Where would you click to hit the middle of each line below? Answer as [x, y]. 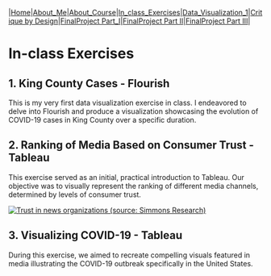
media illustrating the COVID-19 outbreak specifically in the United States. [131, 263]
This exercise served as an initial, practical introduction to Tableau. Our [126, 177]
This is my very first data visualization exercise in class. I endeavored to [128, 102]
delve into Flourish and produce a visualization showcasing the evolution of [133, 111]
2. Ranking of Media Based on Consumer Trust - [131, 145]
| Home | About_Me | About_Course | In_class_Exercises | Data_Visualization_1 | [129, 13]
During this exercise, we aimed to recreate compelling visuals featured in [129, 255]
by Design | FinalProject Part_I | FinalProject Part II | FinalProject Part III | [138, 21]
